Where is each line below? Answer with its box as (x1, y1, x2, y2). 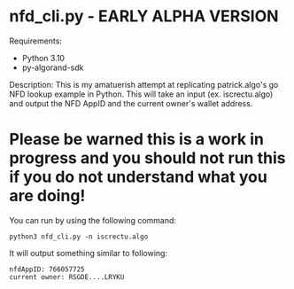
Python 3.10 (21, 52, 65, 63)
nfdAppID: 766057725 (9, 264, 86, 274)
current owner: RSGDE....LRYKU (9, 272, 125, 281)
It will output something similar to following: (9, 247, 168, 258)
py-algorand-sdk (21, 62, 84, 73)
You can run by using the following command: (9, 215, 177, 225)
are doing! (9, 186, 86, 206)
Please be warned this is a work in (9, 129, 264, 150)
